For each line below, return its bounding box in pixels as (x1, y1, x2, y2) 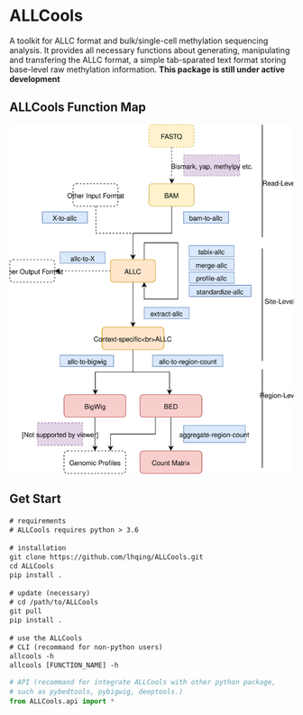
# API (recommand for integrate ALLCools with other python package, (9, 677, 277, 686)
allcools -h (9, 651, 54, 661)
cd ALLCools (9, 561, 54, 571)
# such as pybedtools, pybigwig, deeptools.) (9, 687, 183, 696)
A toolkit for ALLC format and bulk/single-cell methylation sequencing (9, 35, 269, 46)
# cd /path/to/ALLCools (9, 597, 99, 607)
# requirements (9, 516, 67, 526)
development (9, 73, 60, 84)
